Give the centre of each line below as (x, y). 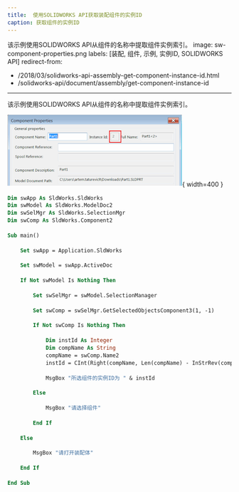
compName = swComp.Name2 (82, 355)
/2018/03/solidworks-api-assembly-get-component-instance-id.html (118, 75)
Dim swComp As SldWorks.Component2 (60, 220)
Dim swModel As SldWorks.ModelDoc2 (60, 205)
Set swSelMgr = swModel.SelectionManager (95, 295)
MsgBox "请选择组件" (73, 408)
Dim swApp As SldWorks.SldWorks (55, 198)
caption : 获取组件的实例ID (44, 22)
